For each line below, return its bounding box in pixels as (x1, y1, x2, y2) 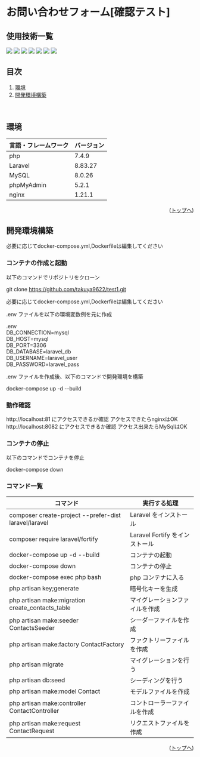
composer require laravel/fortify (9, 535, 98, 543)
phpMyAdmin (9, 180, 46, 189)
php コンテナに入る (130, 573, 185, 581)
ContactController (9, 706, 60, 715)
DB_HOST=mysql (6, 335, 49, 342)
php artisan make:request (9, 719, 81, 727)
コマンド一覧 (6, 482, 43, 490)
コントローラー (130, 698, 171, 707)
